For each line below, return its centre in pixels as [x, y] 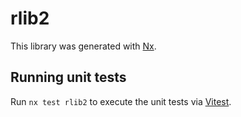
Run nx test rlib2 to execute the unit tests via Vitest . [121, 101]
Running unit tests [68, 77]
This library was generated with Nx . [83, 46]
